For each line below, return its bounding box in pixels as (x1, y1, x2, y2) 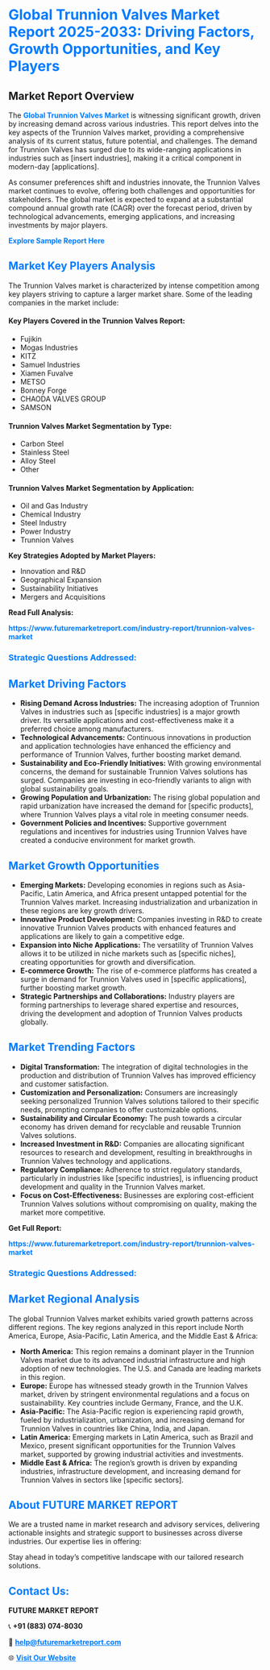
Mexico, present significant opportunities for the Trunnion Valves (19, 1440, 236, 1450)
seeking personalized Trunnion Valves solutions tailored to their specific (19, 1096, 260, 1106)
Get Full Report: (8, 1223, 62, 1232)
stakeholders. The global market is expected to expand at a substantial (8, 195, 243, 204)
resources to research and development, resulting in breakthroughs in (19, 1147, 252, 1157)
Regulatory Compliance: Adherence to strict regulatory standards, (19, 1165, 243, 1174)
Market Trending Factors (8, 1041, 135, 1054)
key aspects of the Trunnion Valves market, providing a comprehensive (8, 127, 244, 137)
